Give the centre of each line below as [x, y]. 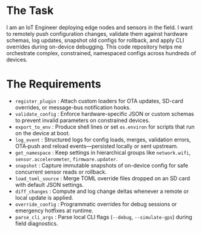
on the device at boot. [42, 133]
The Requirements [54, 84]
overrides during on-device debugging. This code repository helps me [94, 47]
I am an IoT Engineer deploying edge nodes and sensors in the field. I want [99, 27]
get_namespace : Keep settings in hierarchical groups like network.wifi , [103, 152]
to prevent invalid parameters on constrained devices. [82, 120]
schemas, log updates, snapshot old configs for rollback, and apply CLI [95, 40]
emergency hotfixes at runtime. [54, 211]
